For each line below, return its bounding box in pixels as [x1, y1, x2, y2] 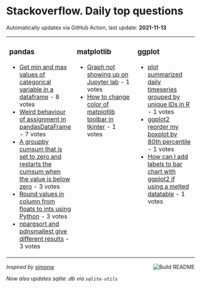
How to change [87, 93, 130, 101]
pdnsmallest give [19, 227, 68, 235]
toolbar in [87, 115, 114, 123]
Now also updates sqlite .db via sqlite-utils [6, 275, 118, 282]
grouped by [147, 93, 181, 101]
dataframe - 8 [19, 93, 60, 101]
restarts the [19, 160, 52, 168]
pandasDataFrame [19, 122, 71, 131]
